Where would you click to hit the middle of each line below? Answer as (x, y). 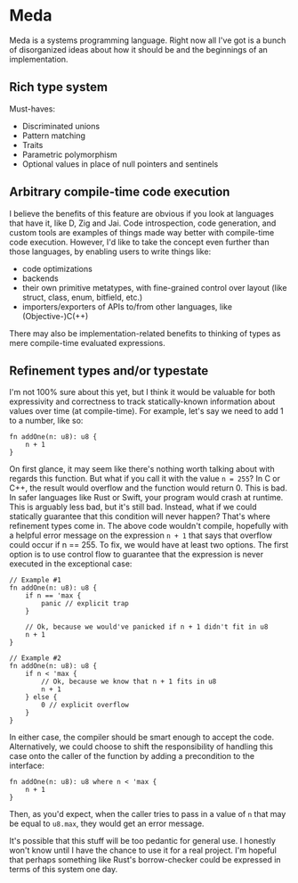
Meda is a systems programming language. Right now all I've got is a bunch (148, 40)
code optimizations (57, 268)
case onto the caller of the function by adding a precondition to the (132, 756)
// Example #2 (36, 658)
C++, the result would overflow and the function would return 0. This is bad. (148, 488)
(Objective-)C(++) (55, 316)
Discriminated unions (61, 126)
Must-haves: (32, 109)
